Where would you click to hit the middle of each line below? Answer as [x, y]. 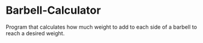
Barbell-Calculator [53, 10]
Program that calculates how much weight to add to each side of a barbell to [101, 27]
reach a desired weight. [35, 33]
